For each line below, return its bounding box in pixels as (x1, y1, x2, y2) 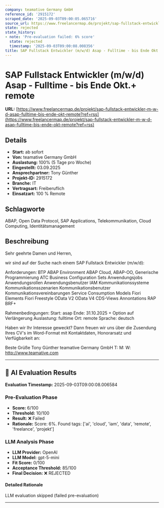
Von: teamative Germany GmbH (12, 154, 77, 160)
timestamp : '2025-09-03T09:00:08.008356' (9, 44, 95, 48)
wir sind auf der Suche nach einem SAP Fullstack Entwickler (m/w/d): (5, 260, 145, 266)
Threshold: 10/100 (12, 410, 50, 416)
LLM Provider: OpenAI (12, 449, 58, 456)
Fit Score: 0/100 (12, 460, 45, 466)
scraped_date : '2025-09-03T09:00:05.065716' (5, 16, 97, 21)
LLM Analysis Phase (5, 438, 54, 445)
